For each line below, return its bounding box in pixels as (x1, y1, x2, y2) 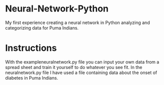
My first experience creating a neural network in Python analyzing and (5, 19, 150, 25)
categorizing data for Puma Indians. (5, 24, 79, 30)
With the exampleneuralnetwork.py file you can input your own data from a (5, 58, 159, 65)
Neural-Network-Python (5, 3, 109, 14)
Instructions (5, 42, 57, 54)
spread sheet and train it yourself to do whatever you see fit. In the (5, 64, 142, 70)
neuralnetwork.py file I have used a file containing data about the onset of (5, 69, 157, 75)
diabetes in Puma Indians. (5, 74, 58, 80)
